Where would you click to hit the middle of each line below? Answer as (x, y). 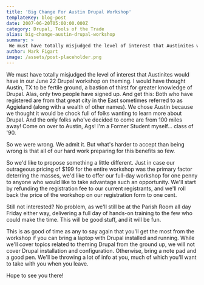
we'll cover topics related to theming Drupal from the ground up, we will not (101, 244)
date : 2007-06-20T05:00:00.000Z (47, 23)
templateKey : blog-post (36, 18)
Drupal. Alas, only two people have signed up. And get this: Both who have (100, 94)
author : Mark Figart (32, 52)
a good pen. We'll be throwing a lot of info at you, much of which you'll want (101, 257)
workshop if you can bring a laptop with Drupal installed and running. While (100, 238)
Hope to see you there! (35, 275)
